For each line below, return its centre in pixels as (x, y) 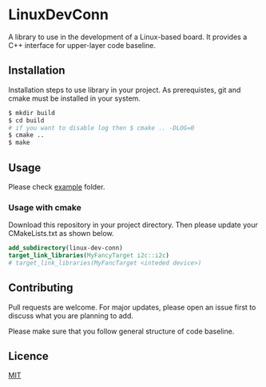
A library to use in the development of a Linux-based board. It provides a (128, 37)
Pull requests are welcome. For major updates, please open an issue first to (132, 307)
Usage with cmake (45, 207)
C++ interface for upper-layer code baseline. (82, 45)
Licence (29, 356)
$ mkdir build (32, 113)
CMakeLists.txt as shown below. (61, 233)
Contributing (41, 288)
